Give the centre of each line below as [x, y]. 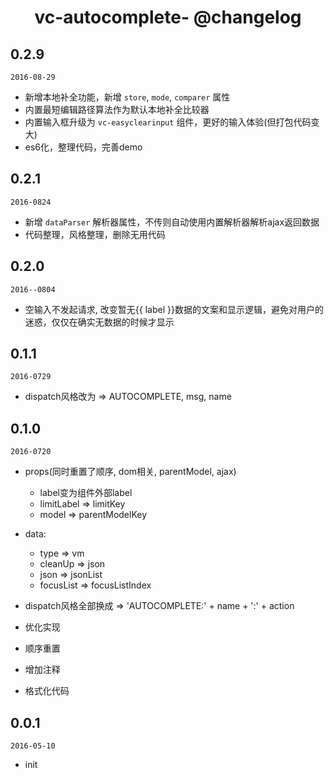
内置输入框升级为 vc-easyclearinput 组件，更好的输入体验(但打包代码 [168, 122]
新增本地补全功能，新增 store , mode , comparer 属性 [127, 97]
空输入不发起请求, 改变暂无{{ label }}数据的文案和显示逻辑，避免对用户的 [174, 309]
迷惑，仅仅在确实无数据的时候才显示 [99, 322]
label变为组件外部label [86, 493]
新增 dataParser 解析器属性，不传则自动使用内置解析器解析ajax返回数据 [172, 222]
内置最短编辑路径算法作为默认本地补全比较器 [117, 109]
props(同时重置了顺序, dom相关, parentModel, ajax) [130, 472]
